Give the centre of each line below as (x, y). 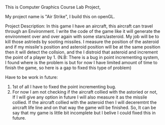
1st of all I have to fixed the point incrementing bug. (64, 87)
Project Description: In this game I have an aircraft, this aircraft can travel (79, 26)
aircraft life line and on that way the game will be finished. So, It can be (84, 108)
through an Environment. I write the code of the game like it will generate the (83, 31)
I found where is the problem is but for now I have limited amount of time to (81, 62)
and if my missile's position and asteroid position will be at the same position (83, 47)
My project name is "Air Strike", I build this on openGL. (60, 16)
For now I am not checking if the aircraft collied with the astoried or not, (85, 92)
